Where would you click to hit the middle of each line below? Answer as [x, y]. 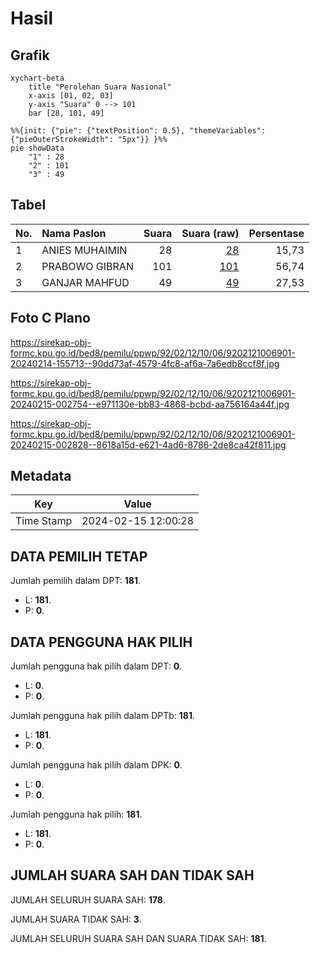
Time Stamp [44, 521]
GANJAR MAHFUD [85, 282]
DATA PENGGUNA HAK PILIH [101, 642]
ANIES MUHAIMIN [84, 250]
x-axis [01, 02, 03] [71, 96]
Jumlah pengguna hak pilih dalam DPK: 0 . [96, 765]
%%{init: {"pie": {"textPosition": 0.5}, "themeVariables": [138, 131]
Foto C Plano [50, 318]
